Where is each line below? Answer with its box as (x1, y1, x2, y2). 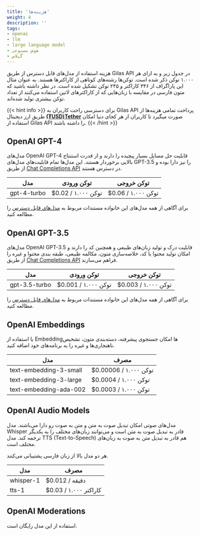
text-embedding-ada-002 (10, 385, 86, 394)
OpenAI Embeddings (7, 320, 85, 330)
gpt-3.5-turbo (10, 281, 51, 289)
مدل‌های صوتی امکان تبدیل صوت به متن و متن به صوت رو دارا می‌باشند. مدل (7, 421, 176, 428)
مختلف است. (7, 440, 36, 447)
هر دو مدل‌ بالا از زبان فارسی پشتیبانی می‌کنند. (7, 451, 109, 459)
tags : (7, 25, 20, 32)
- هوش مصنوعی (7, 48, 39, 54)
